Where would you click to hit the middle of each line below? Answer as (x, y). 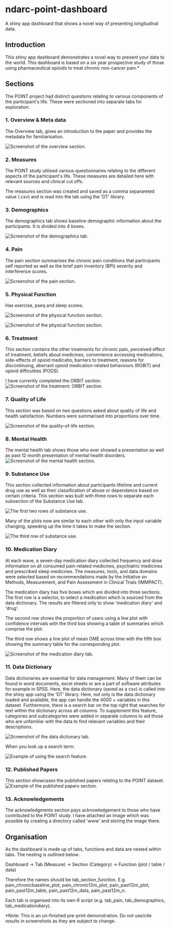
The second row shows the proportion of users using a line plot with (77, 618)
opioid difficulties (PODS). (32, 371)
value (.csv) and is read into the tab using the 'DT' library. (65, 197)
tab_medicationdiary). (28, 906)
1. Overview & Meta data (36, 120)
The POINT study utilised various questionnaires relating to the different (80, 171)
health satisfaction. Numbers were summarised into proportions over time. (83, 416)
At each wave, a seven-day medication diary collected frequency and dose (84, 560)
